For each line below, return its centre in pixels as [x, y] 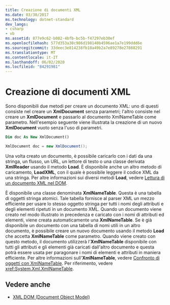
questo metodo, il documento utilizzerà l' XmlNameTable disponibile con [81, 241]
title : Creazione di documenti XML [43, 10]
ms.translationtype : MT [31, 52]
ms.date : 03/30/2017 [27, 15]
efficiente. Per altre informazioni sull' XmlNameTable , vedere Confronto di [82, 258]
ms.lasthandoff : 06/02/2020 [35, 62]
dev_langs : [17, 24]
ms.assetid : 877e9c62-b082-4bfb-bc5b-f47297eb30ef [60, 39]
